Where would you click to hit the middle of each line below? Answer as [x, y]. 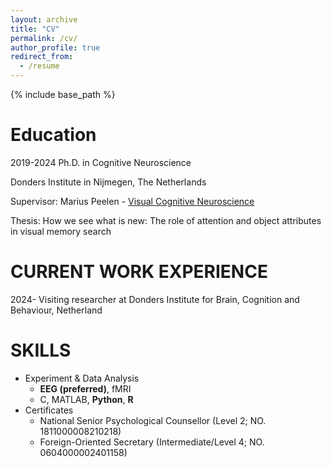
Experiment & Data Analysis [82, 378]
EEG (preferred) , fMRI [85, 388]
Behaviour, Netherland [56, 310]
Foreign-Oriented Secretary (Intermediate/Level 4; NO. [152, 442]
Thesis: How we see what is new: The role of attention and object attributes [166, 220]
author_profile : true [55, 47]
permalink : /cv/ [44, 38]
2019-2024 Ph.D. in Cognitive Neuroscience [101, 162]
